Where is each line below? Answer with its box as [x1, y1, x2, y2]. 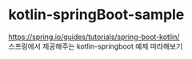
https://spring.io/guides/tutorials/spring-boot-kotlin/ [8, 32, 180, 41]
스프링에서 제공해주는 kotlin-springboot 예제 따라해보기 [8, 41, 183, 51]
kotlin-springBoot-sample [8, 6, 185, 24]
